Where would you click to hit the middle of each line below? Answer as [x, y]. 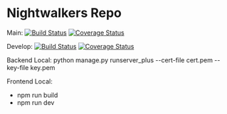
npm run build [37, 95]
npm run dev [36, 102]
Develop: [20, 46]
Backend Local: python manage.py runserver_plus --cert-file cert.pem [110, 60]
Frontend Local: [30, 81]
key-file [18, 67]
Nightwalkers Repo [64, 13]
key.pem [43, 67]
